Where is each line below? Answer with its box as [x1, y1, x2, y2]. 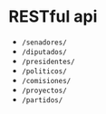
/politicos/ [21, 66, 67, 76]
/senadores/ [21, 38, 67, 47]
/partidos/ [21, 95, 63, 105]
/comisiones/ [21, 76, 72, 85]
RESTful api [8, 6, 98, 27]
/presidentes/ [21, 57, 75, 66]
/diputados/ [21, 47, 67, 56]
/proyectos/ [21, 86, 67, 95]
